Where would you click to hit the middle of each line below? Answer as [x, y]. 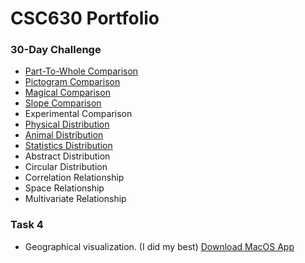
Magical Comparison [67, 93]
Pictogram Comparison [72, 82]
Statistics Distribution [68, 146]
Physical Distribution [67, 124]
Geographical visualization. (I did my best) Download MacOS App [159, 246]
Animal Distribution [64, 135]
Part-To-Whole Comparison [81, 71]
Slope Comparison [63, 103]
